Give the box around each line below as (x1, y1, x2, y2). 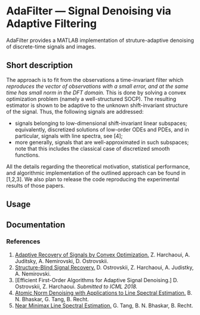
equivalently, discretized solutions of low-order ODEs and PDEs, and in (14, 126, 189, 133)
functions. (14, 151, 40, 158)
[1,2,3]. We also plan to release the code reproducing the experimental (6, 175, 179, 183)
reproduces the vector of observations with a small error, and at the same (6, 82, 189, 90)
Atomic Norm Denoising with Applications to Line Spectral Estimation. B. (14, 289, 193, 296)
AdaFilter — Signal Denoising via (6, 4, 171, 18)
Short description (6, 60, 73, 71)
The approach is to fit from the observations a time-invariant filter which (6, 76, 184, 83)
